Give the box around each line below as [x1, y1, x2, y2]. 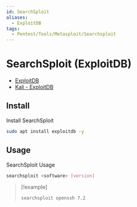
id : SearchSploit [6, 8, 50, 15]
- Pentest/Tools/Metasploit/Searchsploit [11, 31, 117, 37]
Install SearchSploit [6, 117, 54, 124]
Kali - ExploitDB [14, 84, 54, 91]
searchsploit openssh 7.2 [20, 195, 86, 202]
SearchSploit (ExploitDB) [6, 57, 132, 71]
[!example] [20, 184, 48, 191]
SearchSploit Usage [6, 161, 56, 168]
